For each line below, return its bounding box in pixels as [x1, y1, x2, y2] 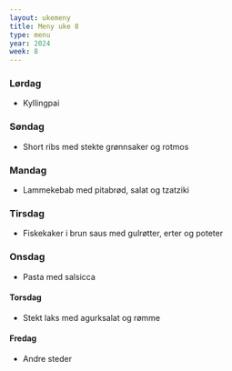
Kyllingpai [22, 97, 60, 109]
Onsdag [9, 251, 45, 264]
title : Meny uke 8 [9, 22, 79, 31]
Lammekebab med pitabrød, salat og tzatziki [22, 185, 189, 196]
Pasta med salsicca [22, 271, 96, 282]
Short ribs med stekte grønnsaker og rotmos [22, 141, 189, 152]
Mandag [9, 164, 47, 176]
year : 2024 [9, 38, 51, 48]
